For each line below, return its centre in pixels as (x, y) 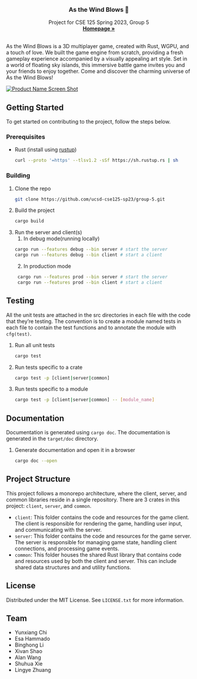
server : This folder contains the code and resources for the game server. (103, 536)
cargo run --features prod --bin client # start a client (90, 282)
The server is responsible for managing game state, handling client (96, 542)
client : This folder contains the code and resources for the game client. (102, 517)
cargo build (29, 221)
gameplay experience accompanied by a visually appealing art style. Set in (97, 59)
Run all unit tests (35, 345)
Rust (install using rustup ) (46, 149)
